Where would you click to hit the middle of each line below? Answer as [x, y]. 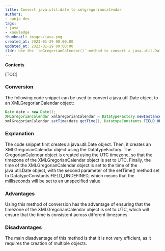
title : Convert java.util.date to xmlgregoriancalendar [63, 10]
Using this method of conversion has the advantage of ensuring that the [78, 204]
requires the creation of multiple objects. [46, 243]
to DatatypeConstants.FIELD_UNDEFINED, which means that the [70, 175]
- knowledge [17, 32]
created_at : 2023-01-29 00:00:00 [39, 42]
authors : [14, 14]
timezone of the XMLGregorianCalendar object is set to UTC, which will [77, 210]
